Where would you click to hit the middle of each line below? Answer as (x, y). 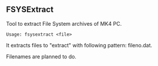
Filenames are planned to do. (41, 56)
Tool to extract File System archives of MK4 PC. (64, 23)
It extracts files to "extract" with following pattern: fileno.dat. (79, 45)
